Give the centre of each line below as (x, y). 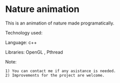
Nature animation (42, 9)
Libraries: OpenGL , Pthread (34, 52)
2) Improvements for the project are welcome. (55, 75)
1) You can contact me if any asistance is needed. (61, 71)
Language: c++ (21, 42)
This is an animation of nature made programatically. (60, 23)
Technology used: (24, 32)
